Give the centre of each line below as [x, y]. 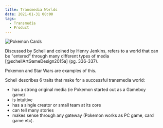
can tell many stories [33, 110]
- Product [19, 28]
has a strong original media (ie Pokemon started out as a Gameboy [79, 90]
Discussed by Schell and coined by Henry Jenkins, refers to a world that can [82, 51]
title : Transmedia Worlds [31, 9]
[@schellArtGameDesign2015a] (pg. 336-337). [52, 61]
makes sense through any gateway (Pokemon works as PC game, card [83, 115]
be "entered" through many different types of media [57, 56]
